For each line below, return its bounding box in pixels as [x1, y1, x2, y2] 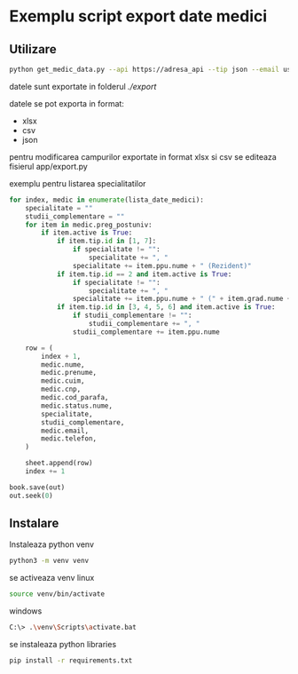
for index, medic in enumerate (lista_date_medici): [9, 195, 204, 204]
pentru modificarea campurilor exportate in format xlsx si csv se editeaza [9, 151, 277, 162]
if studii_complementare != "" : [72, 311, 192, 321]
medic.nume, [41, 360, 86, 369]
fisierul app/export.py [9, 161, 89, 171]
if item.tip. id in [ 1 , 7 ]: [56, 237, 157, 246]
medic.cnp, [41, 385, 82, 394]
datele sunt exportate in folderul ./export [9, 81, 157, 91]
